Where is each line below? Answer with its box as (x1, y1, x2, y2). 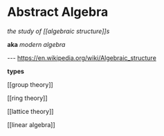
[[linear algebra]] (7, 120, 55, 128)
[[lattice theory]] (7, 107, 54, 115)
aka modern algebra (7, 40, 66, 48)
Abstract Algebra (7, 4, 109, 20)
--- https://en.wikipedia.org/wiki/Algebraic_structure (7, 53, 157, 62)
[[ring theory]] (7, 94, 48, 102)
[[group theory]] (7, 80, 53, 88)
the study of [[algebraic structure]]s (7, 27, 110, 35)
